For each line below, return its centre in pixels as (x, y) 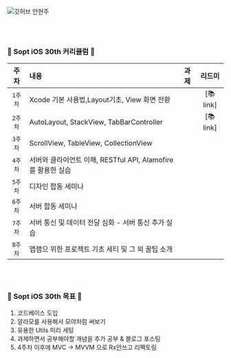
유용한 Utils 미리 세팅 (45, 330)
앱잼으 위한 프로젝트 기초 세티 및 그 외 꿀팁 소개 (101, 249)
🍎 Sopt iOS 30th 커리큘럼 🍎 (51, 52)
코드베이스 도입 (37, 313)
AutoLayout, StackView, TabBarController (96, 122)
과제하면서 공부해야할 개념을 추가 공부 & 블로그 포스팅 (89, 338)
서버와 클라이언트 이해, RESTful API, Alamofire (101, 160)
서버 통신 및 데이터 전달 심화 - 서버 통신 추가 (97, 223)
